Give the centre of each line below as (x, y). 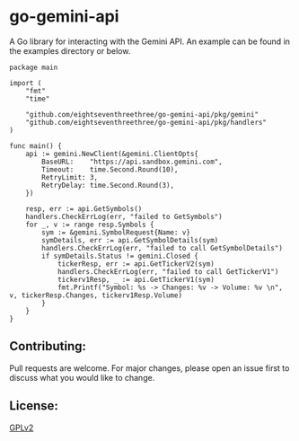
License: (34, 406)
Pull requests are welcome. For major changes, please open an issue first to (149, 368)
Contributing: (48, 346)
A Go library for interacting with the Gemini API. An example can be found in (149, 41)
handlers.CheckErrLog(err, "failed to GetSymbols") (124, 216)
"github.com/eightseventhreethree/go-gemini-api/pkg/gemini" (142, 114)
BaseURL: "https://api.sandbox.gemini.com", (132, 162)
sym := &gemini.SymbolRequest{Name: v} (116, 232)
